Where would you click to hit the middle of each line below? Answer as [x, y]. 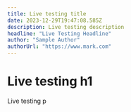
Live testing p [27, 101]
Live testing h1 [50, 81]
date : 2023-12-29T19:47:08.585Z [55, 20]
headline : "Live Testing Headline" [60, 33]
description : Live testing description [66, 27]
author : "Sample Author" [44, 40]
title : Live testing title [47, 14]
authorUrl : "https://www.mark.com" [60, 46]
